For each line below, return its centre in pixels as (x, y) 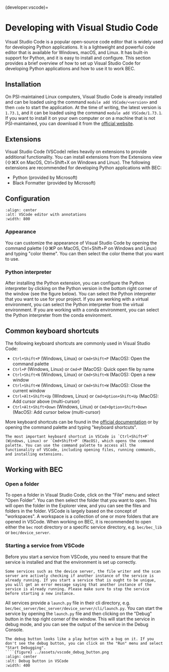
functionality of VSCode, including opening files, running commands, (81, 450)
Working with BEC (34, 470)
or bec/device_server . (28, 533)
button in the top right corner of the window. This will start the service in (80, 619)
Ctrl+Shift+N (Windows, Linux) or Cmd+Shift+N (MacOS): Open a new (84, 374)
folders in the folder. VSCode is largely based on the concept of (71, 511)
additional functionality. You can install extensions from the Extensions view (84, 157)
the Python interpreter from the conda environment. (59, 315)
